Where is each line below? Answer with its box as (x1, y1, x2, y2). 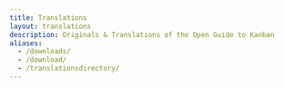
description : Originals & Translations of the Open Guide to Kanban (9, 30, 275, 39)
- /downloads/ (17, 47, 71, 56)
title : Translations (9, 13, 88, 23)
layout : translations (9, 22, 92, 31)
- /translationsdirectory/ (17, 64, 120, 73)
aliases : (9, 38, 43, 48)
